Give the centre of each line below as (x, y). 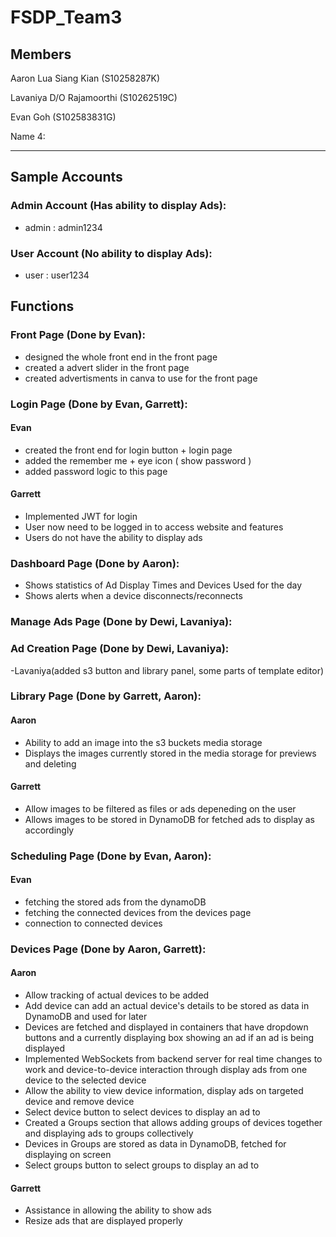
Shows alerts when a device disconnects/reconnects (133, 596)
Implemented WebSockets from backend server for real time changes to (173, 1059)
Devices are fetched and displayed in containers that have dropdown (166, 1027)
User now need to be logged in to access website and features (154, 527)
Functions (42, 306)
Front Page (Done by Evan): (78, 335)
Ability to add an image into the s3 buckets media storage (143, 742)
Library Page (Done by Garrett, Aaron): (106, 696)
